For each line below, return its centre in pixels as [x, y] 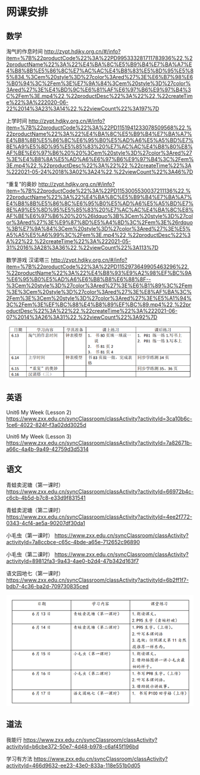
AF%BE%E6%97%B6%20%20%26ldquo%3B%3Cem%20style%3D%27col [100, 216]
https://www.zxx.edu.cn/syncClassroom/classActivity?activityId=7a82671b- [99, 443]
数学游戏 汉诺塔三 [28, 260]
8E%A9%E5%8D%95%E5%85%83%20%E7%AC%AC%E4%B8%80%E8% [100, 147]
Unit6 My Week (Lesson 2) [39, 412]
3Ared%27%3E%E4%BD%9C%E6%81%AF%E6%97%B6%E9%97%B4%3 [99, 90]
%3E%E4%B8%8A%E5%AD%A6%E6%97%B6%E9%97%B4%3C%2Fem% [100, 159]
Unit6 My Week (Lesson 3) [39, 436]
